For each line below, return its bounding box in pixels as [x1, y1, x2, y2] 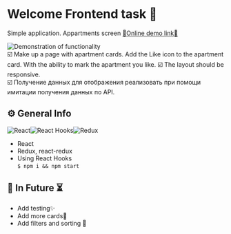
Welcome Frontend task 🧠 [7, 6, 157, 22]
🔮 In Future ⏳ [7, 182, 63, 194]
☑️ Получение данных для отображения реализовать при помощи [7, 78, 201, 86]
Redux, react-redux [17, 147, 72, 155]
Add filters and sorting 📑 [17, 219, 87, 227]
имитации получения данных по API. [7, 87, 115, 96]
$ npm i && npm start [17, 162, 79, 169]
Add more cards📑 [17, 211, 68, 220]
